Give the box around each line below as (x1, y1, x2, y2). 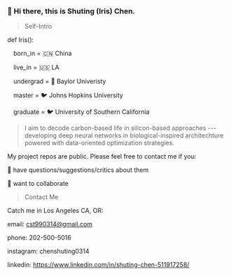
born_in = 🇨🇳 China (13, 49, 72, 58)
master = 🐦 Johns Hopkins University (13, 91, 124, 100)
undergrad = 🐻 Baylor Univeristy (13, 77, 106, 86)
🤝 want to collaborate (7, 180, 69, 188)
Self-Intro (24, 22, 52, 31)
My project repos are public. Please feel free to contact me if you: (7, 152, 197, 161)
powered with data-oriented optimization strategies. (24, 139, 175, 147)
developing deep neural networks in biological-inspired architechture (24, 131, 224, 140)
